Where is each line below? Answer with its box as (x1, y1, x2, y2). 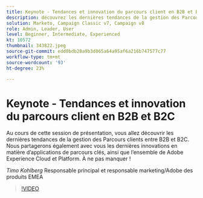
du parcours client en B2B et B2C (6, 110, 175, 123)
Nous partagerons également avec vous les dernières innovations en (6, 142, 178, 150)
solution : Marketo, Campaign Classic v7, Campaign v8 (6, 20, 145, 26)
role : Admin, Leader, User (6, 25, 74, 32)
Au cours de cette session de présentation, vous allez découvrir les (6, 130, 174, 137)
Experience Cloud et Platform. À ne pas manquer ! (6, 155, 131, 162)
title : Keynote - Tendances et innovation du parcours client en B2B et (6, 8, 193, 15)
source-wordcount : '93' (6, 59, 66, 65)
